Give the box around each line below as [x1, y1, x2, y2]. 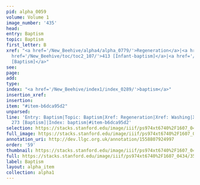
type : [6, 81, 20, 87]
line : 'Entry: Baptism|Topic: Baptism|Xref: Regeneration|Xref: [6, 114, 169, 120]
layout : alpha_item [6, 164, 55, 170]
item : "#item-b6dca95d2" [6, 103, 68, 109]
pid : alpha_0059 [6, 8, 46, 15]
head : [6, 25, 20, 32]
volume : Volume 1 [6, 14, 49, 20]
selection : [6, 125, 33, 131]
